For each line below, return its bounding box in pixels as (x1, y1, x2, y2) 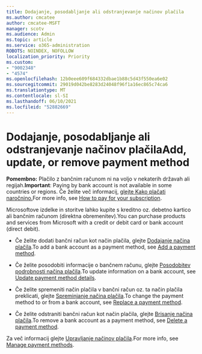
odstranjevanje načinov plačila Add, (6, 143, 187, 157)
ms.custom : (6, 59, 34, 65)
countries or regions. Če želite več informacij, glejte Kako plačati (6, 188, 166, 196)
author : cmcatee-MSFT (6, 20, 61, 26)
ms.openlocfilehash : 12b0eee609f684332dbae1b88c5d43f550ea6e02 (6, 76, 168, 82)
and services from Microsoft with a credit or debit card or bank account (6, 219, 183, 226)
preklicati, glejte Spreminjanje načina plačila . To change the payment (14, 293, 184, 300)
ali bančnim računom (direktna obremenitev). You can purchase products (6, 213, 186, 220)
